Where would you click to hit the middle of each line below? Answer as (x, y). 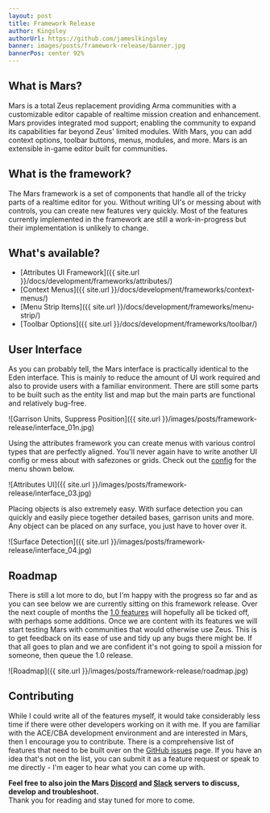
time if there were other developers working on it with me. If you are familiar (134, 724)
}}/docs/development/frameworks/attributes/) (96, 281)
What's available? (54, 253)
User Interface (46, 350)
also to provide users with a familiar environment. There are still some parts (133, 386)
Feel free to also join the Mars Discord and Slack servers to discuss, (124, 783)
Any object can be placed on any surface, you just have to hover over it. (128, 526)
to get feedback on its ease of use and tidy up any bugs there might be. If (130, 638)
